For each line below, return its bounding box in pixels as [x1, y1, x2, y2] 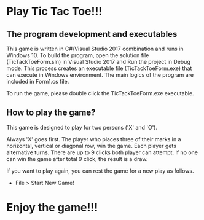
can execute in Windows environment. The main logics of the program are [6, 71, 194, 78]
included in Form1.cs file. [6, 78, 69, 85]
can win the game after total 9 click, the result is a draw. [6, 155, 148, 162]
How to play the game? [6, 108, 96, 118]
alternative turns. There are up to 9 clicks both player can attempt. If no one [6, 149, 198, 156]
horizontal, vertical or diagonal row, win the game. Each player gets [6, 142, 177, 149]
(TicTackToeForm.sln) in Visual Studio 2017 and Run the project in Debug [6, 58, 190, 65]
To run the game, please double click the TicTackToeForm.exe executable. [6, 90, 195, 96]
